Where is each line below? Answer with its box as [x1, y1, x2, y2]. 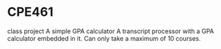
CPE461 [7, 4, 54, 20]
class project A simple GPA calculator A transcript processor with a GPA [7, 27, 215, 35]
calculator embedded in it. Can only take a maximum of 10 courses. [7, 34, 201, 42]
